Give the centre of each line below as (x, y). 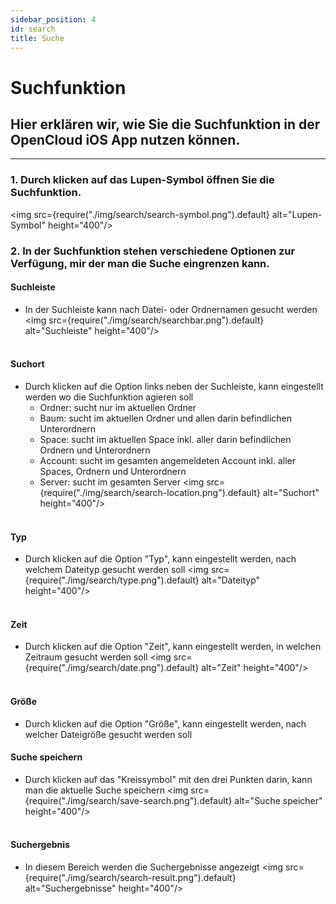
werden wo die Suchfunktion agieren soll (109, 397)
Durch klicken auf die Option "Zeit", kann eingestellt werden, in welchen (173, 647)
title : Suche (37, 38)
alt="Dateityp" (231, 580)
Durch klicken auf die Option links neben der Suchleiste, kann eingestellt (174, 386)
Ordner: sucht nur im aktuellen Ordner (118, 407)
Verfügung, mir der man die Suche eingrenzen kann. (140, 263)
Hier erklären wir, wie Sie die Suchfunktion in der (165, 124)
